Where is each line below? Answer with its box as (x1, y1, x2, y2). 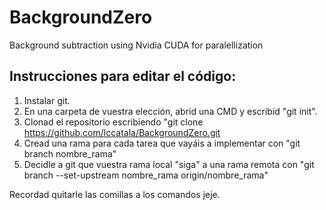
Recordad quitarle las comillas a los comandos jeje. (9, 188, 221, 200)
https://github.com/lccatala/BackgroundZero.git (23, 126, 221, 138)
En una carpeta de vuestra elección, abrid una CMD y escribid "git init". (23, 105, 318, 117)
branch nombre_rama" (23, 147, 117, 160)
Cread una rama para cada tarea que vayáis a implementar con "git (23, 137, 301, 149)
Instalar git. (23, 94, 71, 106)
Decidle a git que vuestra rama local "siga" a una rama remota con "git (23, 158, 315, 170)
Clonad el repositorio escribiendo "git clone (23, 116, 204, 128)
